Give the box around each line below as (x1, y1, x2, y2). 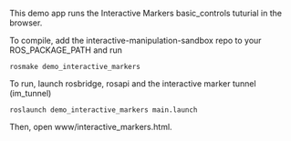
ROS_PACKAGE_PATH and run (9, 45, 123, 55)
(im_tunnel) (9, 88, 52, 98)
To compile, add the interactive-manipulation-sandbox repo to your (9, 35, 262, 45)
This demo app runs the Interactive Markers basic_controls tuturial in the (9, 8, 283, 18)
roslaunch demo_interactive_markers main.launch (9, 106, 198, 115)
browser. (9, 17, 43, 28)
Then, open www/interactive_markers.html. (9, 122, 172, 132)
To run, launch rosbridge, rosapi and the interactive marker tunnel (9, 78, 257, 89)
